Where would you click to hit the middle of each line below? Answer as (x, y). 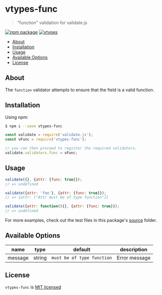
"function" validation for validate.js (52, 23)
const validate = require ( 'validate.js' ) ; (49, 135)
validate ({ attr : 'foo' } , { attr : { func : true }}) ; (56, 193)
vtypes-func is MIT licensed (33, 287)
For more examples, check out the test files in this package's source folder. (81, 220)
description (134, 249)
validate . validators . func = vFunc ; (41, 153)
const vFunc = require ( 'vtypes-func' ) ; (46, 139)
